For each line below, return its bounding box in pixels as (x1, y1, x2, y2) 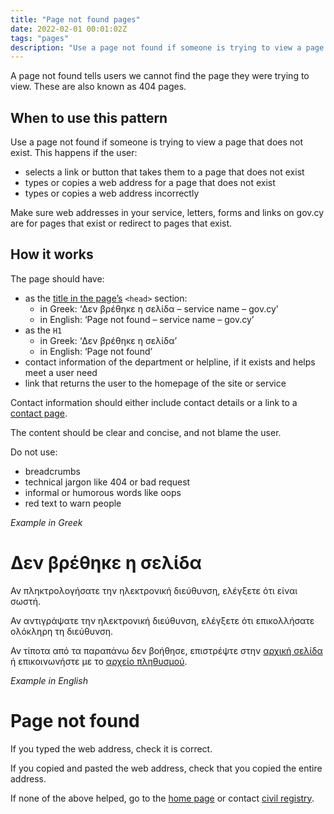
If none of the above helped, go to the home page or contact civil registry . (10, 792, 315, 804)
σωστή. (10, 595, 42, 607)
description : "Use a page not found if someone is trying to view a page (10, 42, 325, 53)
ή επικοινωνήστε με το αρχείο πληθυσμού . (10, 655, 188, 667)
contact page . (10, 407, 68, 419)
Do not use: (10, 446, 58, 458)
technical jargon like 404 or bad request (24, 476, 191, 488)
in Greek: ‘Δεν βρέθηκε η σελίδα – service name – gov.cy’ (39, 302, 279, 315)
